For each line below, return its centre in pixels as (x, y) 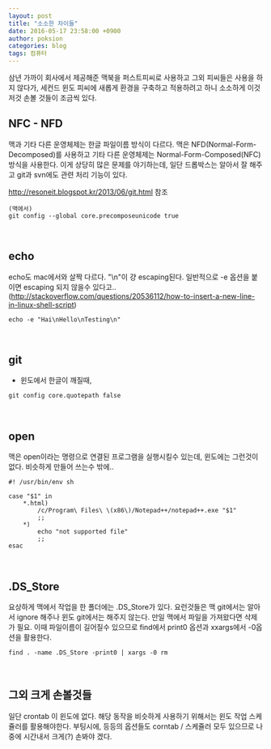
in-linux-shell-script (41, 304)
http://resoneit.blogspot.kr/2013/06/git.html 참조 (88, 192)
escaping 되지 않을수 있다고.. (70, 287)
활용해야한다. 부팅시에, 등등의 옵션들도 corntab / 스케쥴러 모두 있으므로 (142, 726)
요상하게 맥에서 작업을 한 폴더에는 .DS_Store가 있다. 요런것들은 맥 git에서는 (127, 607)
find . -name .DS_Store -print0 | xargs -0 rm (88, 653)
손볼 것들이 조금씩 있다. (60, 98)
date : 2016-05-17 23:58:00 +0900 (65, 31)
